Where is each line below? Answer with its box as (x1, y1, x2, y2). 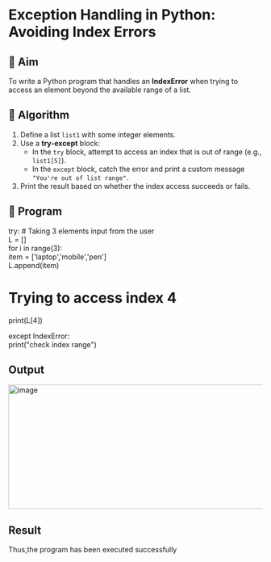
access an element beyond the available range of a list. (8, 85, 192, 94)
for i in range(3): (8, 243, 63, 253)
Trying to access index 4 (8, 288, 177, 307)
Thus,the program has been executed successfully (8, 545, 177, 555)
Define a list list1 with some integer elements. (19, 129, 176, 139)
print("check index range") (8, 339, 97, 349)
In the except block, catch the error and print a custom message (31, 164, 245, 174)
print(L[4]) (8, 315, 43, 325)
